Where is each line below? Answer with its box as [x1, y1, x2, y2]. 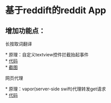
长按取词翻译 [5, 41, 32, 47]
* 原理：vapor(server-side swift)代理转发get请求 [5, 86, 106, 92]
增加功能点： [5, 26, 46, 35]
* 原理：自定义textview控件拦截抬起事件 [5, 52, 89, 57]
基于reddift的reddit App [5, 5, 106, 16]
